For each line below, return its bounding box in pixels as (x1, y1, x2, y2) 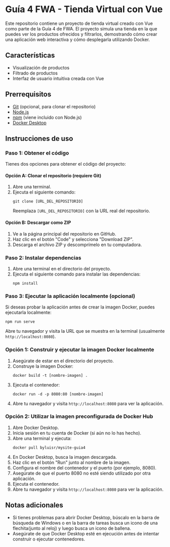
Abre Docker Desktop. (12, 424, 59, 431)
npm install (12, 281, 38, 286)
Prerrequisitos (5, 90, 52, 99)
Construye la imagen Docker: (12, 363, 73, 369)
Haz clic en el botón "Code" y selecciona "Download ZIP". (12, 236, 134, 242)
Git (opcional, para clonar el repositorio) (12, 103, 96, 109)
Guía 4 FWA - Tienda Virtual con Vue (5, 4, 163, 15)
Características (5, 51, 55, 60)
